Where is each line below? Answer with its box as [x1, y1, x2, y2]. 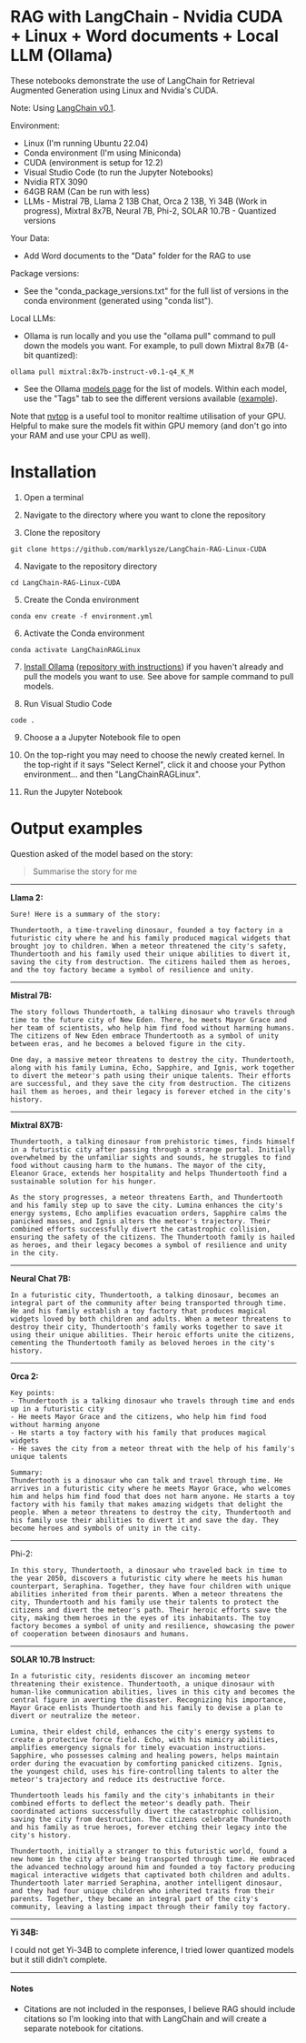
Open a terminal [23, 491, 84, 502]
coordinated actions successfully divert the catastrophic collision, [10, 1806, 283, 1816]
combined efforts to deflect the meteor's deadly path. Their [10, 1798, 251, 1807]
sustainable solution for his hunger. [10, 1176, 157, 1186]
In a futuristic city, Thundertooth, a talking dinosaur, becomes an [10, 1290, 280, 1300]
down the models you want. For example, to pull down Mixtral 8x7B [23, 339, 275, 351]
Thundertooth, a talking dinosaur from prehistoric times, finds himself [10, 1137, 296, 1146]
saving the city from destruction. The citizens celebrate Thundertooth [10, 1815, 291, 1824]
